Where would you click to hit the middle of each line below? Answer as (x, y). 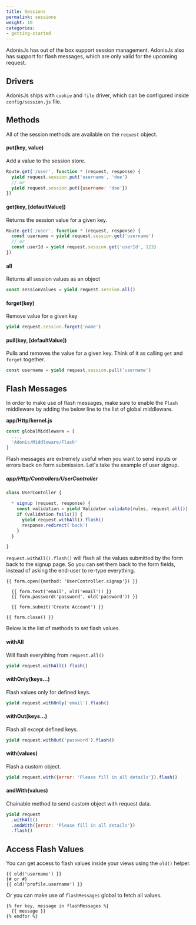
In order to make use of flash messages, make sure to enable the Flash (92, 402)
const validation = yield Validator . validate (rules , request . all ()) (102, 509)
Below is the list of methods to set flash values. (63, 628)
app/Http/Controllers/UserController (52, 479)
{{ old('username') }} (34, 874)
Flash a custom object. (34, 766)
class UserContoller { (34, 493)
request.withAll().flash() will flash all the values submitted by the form (95, 558)
